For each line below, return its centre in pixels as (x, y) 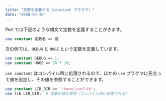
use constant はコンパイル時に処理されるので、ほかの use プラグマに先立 (81, 73)
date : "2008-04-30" (26, 14)
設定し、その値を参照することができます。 (62, 79)
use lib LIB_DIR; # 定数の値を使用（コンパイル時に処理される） (67, 93)
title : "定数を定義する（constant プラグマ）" (50, 10)
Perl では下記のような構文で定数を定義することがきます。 (65, 29)
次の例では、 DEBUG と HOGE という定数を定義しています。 (63, 49)
